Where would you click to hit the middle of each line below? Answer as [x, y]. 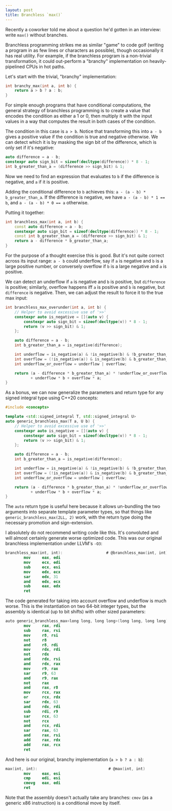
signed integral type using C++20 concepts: [52, 398]
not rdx [37, 654]
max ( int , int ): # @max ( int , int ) [75, 769]
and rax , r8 [41, 688]
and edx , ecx [42, 582]
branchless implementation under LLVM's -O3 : [54, 544]
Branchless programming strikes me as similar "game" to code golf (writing [84, 45]
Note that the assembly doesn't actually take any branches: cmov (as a [79, 797]
